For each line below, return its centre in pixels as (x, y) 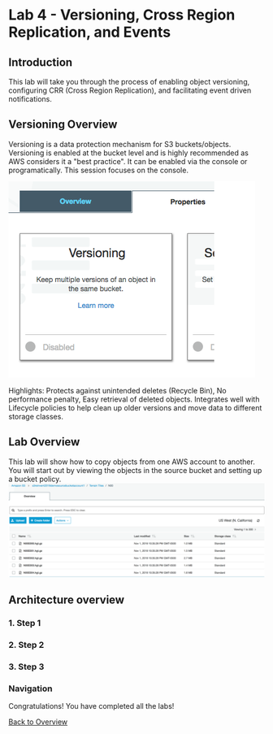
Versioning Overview (63, 125)
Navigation (30, 688)
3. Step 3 (26, 667)
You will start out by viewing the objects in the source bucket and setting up (135, 470)
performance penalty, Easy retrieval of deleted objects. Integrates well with (134, 399)
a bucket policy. (35, 479)
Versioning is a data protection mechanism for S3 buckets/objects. (120, 144)
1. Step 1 (25, 623)
